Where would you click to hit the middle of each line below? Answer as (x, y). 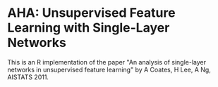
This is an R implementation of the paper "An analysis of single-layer (107, 62)
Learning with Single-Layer (89, 28)
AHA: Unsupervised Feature (91, 13)
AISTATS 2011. (28, 77)
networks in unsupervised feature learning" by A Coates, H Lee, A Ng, (109, 69)
